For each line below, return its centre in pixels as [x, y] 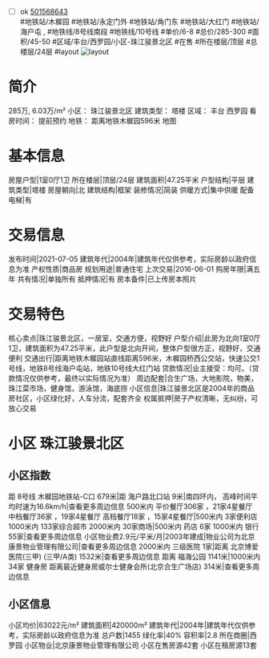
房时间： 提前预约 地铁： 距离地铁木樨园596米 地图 [92, 121]
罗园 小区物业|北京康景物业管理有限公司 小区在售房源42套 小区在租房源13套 [133, 645]
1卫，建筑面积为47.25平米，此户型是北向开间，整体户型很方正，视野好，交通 [134, 348]
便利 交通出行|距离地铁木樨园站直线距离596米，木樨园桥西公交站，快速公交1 [134, 358]
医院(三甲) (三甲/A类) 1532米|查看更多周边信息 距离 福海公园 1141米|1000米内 [134, 556]
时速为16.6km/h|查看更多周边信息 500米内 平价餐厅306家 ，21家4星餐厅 [134, 506]
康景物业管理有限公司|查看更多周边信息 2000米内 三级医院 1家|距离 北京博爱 [133, 546]
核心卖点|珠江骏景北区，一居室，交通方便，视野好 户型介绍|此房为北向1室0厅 [134, 338]
